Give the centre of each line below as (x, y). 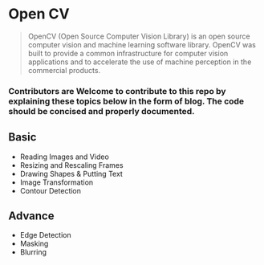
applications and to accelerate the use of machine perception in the (140, 62)
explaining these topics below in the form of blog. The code (126, 101)
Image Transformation (57, 182)
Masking (34, 244)
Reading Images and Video (65, 157)
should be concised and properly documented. (102, 111)
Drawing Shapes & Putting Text (71, 173)
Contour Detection (51, 190)
